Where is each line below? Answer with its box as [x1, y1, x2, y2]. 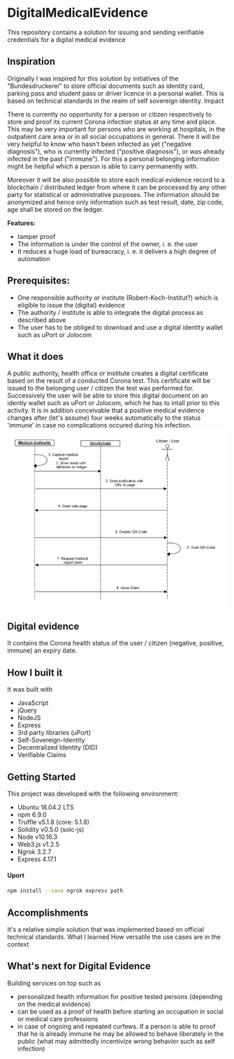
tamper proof [17, 232, 56, 240]
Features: [7, 219, 36, 227]
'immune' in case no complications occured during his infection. [7, 421, 192, 430]
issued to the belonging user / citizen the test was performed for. [7, 384, 194, 393]
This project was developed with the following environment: [7, 789, 180, 798]
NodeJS [17, 714, 41, 722]
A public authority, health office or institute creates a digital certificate [7, 369, 209, 378]
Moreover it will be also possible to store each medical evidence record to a [7, 175, 225, 184]
